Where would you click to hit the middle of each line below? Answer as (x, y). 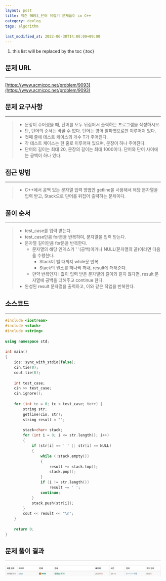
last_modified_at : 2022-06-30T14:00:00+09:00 (53, 37)
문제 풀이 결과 (25, 551)
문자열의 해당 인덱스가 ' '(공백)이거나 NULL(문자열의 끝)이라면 (92, 249)
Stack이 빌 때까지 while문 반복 (69, 262)
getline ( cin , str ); (43, 414)
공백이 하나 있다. (46, 155)
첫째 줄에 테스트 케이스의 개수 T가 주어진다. (66, 137)
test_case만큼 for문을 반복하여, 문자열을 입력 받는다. (75, 237)
